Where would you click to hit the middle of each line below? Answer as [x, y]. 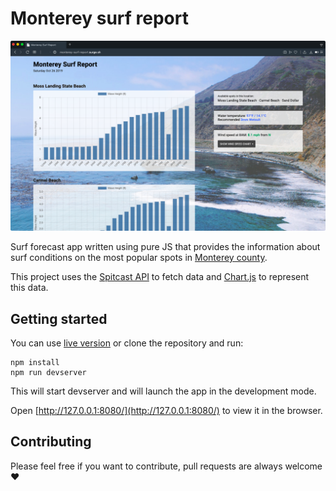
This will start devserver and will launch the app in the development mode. [163, 391]
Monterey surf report [99, 18]
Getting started [59, 318]
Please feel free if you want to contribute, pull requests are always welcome [166, 466]
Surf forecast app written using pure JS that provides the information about [165, 247]
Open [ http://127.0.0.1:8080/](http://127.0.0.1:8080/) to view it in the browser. [166, 410]
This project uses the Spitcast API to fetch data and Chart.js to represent [160, 277]
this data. [29, 288]
